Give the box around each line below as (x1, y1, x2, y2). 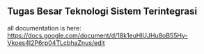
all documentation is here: (7, 24, 81, 32)
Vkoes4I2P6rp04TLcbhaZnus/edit (7, 38, 106, 47)
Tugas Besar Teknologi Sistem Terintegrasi (7, 6, 197, 17)
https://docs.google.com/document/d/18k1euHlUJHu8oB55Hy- (7, 31, 188, 39)
